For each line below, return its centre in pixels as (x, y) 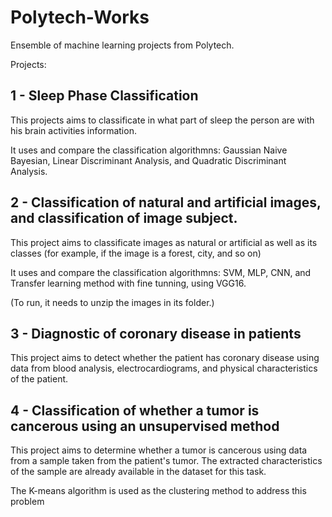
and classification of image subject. (124, 218)
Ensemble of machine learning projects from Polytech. (122, 45)
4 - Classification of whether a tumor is (135, 410)
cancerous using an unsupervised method (145, 426)
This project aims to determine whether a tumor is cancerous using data (159, 450)
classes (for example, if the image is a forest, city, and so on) (136, 253)
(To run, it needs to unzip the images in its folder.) (112, 302)
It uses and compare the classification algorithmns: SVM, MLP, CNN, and (161, 272)
